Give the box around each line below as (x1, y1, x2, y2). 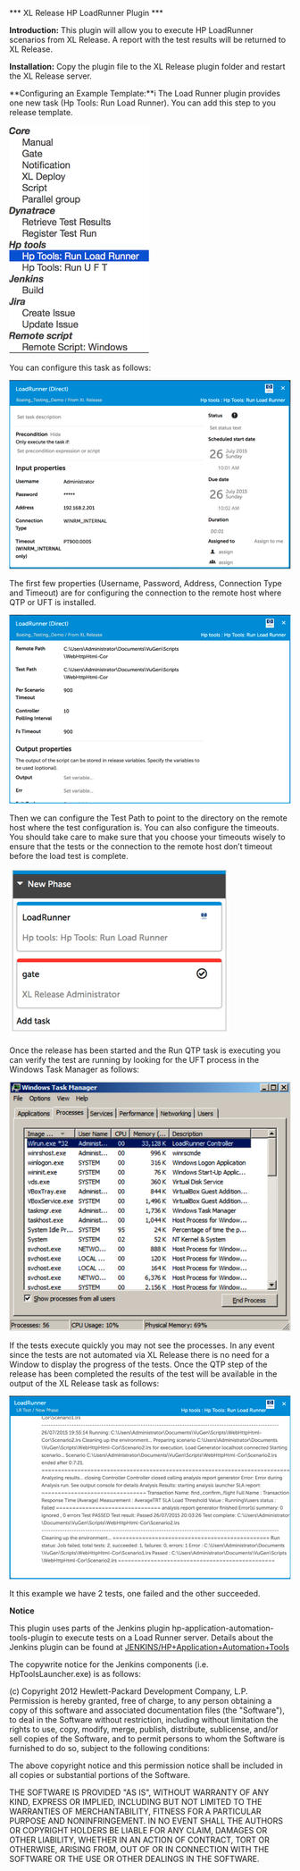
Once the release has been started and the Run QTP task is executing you (9, 1045, 281, 1056)
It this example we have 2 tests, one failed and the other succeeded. (9, 1588, 261, 1598)
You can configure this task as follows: (9, 362, 152, 373)
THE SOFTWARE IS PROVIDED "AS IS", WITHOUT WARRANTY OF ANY (9, 1787, 270, 1798)
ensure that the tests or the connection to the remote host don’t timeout (9, 841, 273, 852)
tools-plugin (9, 1631, 54, 1643)
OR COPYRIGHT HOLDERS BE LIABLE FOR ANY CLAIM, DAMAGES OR (9, 1825, 268, 1835)
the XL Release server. (9, 71, 92, 81)
